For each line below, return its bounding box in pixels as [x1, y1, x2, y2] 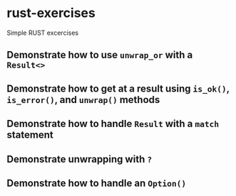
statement [6, 129, 54, 141]
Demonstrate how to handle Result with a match [6, 118, 219, 130]
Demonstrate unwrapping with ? [6, 153, 153, 165]
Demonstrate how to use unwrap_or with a [6, 49, 193, 61]
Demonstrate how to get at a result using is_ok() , [6, 82, 230, 94]
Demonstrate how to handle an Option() [6, 177, 187, 189]
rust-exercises [6, 5, 96, 21]
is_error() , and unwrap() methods [6, 94, 160, 106]
